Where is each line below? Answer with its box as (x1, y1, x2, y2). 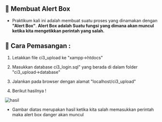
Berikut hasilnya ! (12, 88, 47, 94)
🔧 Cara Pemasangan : (5, 42, 71, 50)
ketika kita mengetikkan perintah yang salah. (12, 27, 105, 34)
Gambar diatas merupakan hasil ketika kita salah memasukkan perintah (12, 107, 154, 112)
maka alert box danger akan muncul (12, 111, 84, 117)
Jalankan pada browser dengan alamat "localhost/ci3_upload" (12, 78, 136, 84)
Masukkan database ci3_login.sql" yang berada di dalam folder (12, 64, 138, 70)
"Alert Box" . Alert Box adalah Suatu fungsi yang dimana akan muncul (12, 23, 154, 28)
